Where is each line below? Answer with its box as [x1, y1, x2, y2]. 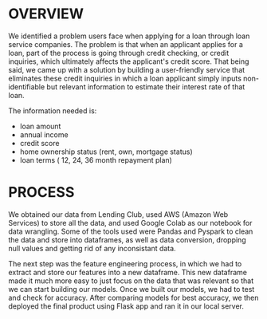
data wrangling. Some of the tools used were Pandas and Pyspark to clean [8, 226, 253, 236]
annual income [19, 129, 69, 140]
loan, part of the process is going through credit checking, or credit [8, 48, 230, 57]
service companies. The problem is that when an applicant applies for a [8, 39, 243, 49]
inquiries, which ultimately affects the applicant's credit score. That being [8, 57, 249, 66]
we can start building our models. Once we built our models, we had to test [8, 284, 255, 293]
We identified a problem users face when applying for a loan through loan [8, 31, 250, 41]
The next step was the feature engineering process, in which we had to [8, 258, 242, 268]
